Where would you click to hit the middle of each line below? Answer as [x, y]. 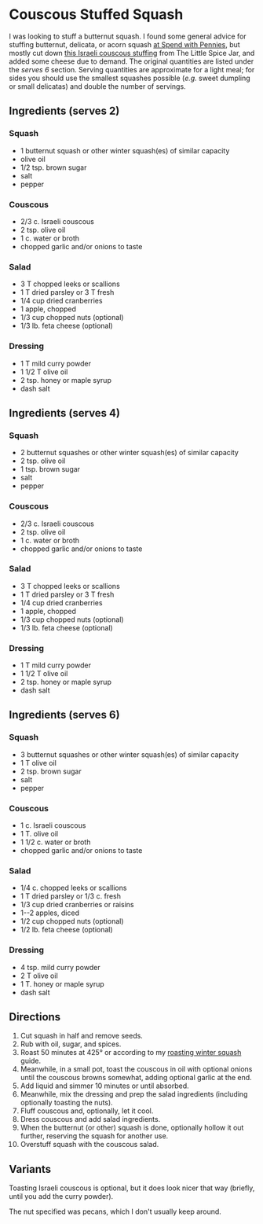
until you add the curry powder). [61, 1196]
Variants [30, 1169]
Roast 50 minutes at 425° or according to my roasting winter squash [131, 1053]
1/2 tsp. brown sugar [53, 167]
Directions [35, 1017]
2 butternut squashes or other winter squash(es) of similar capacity [129, 453]
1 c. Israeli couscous [53, 825]
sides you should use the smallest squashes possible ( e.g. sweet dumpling [130, 78]
